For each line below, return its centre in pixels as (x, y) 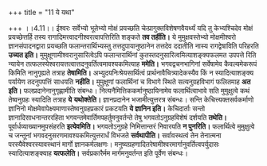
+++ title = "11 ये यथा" (41, 12)
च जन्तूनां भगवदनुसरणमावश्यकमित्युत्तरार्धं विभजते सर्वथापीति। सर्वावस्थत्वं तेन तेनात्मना (115, 135)
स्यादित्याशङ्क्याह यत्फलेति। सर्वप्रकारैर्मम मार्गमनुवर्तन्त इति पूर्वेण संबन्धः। (98, 153)
